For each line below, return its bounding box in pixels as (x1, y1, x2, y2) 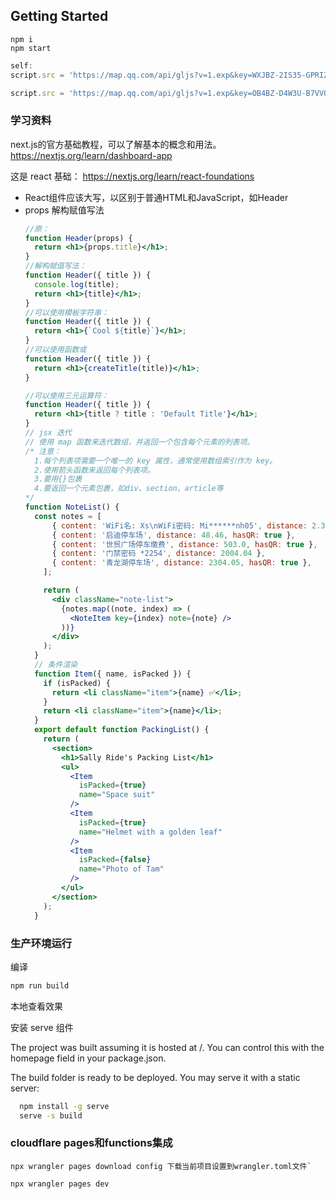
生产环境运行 (10, 936, 73, 950)
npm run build (10, 980, 70, 991)
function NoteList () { (24, 502, 120, 513)
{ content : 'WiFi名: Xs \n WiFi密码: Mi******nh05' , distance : (51, 520, 308, 531)
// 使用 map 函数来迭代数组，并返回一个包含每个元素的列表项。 (24, 437, 255, 447)
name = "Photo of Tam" (78, 864, 165, 874)
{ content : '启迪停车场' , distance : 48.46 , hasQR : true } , (51, 530, 296, 540)
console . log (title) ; (34, 279, 120, 289)
